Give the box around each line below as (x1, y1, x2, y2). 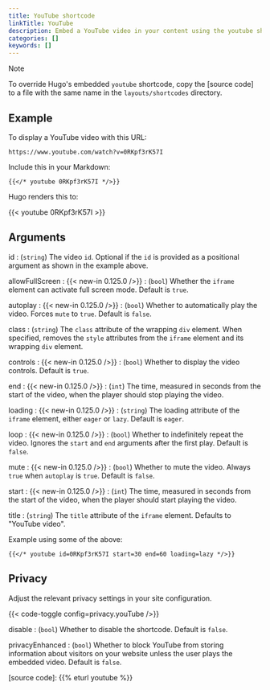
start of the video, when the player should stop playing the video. (8, 389, 224, 399)
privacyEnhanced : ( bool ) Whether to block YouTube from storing (8, 640, 224, 650)
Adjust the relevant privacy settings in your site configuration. (8, 593, 212, 603)
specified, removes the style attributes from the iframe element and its (8, 333, 244, 343)
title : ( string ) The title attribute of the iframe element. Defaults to (8, 510, 231, 520)
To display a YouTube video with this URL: (8, 132, 147, 142)
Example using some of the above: (8, 534, 123, 544)
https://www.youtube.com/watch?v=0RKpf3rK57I (8, 148, 163, 156)
